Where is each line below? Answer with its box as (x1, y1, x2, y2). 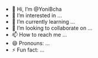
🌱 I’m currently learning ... (11, 18, 75, 25)
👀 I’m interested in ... (11, 12, 62, 19)
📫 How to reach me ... (11, 31, 67, 38)
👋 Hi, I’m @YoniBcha (11, 6, 62, 12)
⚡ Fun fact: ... (11, 46, 45, 53)
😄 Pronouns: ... (11, 40, 50, 47)
